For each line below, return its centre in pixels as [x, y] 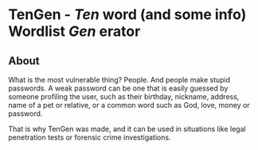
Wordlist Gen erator [74, 31]
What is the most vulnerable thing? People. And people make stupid [119, 80]
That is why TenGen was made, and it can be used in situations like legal [127, 129]
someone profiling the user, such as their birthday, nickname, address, [124, 96]
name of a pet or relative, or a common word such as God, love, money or [129, 105]
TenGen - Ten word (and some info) [127, 15]
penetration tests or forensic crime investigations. [90, 137]
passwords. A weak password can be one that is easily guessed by [118, 88]
